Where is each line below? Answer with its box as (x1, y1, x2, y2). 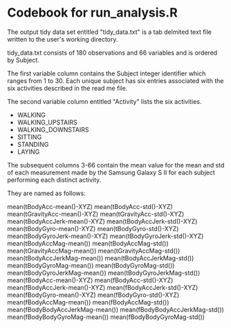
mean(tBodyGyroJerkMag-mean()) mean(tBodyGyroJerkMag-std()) (7, 268, 201, 277)
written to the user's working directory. (7, 35, 118, 43)
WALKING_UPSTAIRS (17, 118, 77, 126)
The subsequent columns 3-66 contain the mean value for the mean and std (7, 161, 225, 169)
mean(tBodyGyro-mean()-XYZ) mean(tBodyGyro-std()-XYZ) (7, 224, 179, 233)
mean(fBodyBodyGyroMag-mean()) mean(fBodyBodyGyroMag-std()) (7, 313, 205, 321)
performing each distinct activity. (7, 175, 102, 184)
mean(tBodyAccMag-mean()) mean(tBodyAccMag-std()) (7, 239, 169, 247)
